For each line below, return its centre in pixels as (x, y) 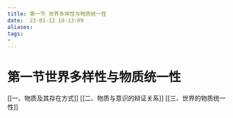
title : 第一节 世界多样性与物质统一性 (57, 14)
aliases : (20, 27)
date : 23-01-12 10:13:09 (45, 20)
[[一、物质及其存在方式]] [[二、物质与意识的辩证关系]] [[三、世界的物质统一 (116, 98)
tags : (15, 34)
